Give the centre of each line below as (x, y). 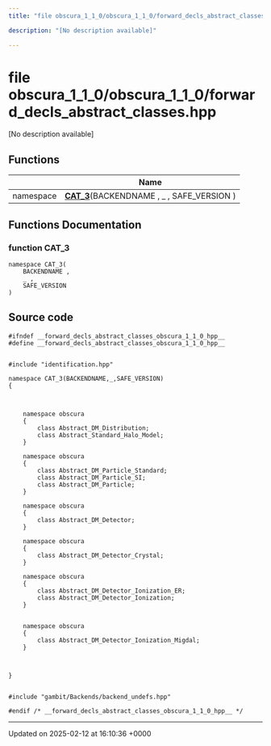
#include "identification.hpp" (61, 365)
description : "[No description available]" (83, 30)
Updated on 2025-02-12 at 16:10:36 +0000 (80, 733)
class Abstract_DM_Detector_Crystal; (100, 555)
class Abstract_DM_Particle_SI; (92, 478)
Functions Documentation (75, 224)
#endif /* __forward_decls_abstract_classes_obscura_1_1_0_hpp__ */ (126, 711)
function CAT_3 (39, 247)
